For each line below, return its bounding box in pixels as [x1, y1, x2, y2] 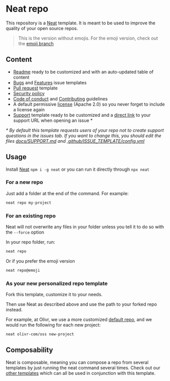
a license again [13, 106, 45, 112]
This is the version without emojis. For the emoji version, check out [18, 35, 158, 41]
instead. [6, 307, 23, 313]
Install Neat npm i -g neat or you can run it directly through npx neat [6, 166, 150, 172]
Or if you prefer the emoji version [6, 258, 75, 264]
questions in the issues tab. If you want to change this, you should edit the [6, 133, 162, 139]
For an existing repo [6, 212, 56, 219]
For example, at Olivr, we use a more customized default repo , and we [6, 316, 152, 323]
